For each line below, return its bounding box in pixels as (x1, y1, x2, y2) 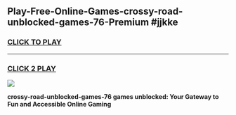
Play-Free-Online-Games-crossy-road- (7, 6, 183, 17)
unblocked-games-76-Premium (7, 17, 150, 29)
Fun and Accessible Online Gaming (7, 100, 112, 108)
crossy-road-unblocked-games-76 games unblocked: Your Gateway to (7, 92, 219, 100)
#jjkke (150, 17, 178, 29)
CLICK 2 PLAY (7, 63, 56, 73)
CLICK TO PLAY (7, 38, 62, 47)
